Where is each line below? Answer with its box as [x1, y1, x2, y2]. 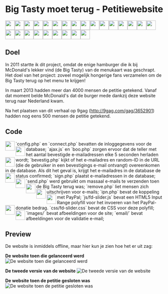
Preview [5, 230, 32, 238]
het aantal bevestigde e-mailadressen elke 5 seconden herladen [26, 152, 159, 158]
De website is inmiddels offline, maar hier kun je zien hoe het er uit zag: [5, 243, 153, 249]
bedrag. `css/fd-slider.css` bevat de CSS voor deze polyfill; [32, 205, 154, 211]
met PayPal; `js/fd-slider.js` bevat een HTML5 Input [57, 194, 162, 200]
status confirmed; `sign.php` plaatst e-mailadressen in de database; [16, 173, 155, 179]
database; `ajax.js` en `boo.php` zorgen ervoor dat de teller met [26, 146, 157, 152]
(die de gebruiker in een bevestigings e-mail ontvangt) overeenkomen [16, 162, 160, 168]
